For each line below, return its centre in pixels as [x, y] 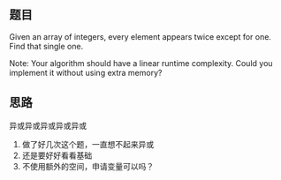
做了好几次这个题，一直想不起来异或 [88, 144]
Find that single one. [46, 46]
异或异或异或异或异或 [48, 125]
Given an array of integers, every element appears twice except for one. [140, 36]
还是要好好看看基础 [57, 155]
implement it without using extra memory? [86, 72]
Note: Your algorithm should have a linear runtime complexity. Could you [141, 63]
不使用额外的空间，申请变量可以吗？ [88, 166]
